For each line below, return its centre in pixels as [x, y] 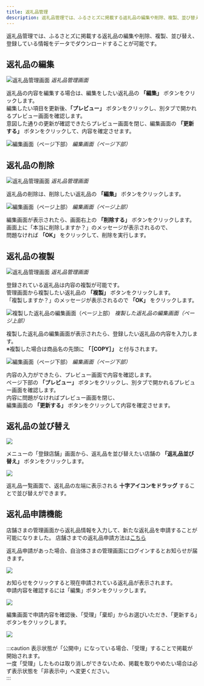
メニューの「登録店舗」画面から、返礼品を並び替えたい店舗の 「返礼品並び [100, 453]
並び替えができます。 [43, 493]
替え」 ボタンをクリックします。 [47, 461]
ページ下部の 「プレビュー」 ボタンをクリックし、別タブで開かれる [90, 382]
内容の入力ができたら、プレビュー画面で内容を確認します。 [80, 375]
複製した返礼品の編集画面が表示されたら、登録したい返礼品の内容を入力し [99, 333]
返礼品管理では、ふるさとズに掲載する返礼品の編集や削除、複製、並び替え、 [102, 36]
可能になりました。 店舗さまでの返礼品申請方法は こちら [76, 537]
